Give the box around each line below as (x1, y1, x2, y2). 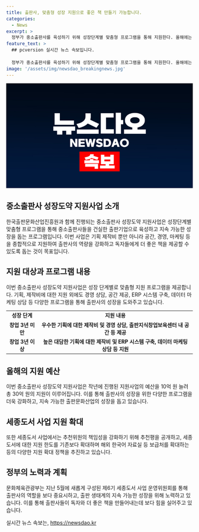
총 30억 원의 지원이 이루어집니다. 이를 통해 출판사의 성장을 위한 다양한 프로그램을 (6, 390, 192, 398)
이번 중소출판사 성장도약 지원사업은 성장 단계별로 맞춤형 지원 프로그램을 (6, 283, 171, 290)
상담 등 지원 (101, 345, 129, 352)
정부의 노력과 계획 (6, 467, 68, 477)
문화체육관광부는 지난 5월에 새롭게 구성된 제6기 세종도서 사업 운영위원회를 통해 (6, 484, 188, 491)
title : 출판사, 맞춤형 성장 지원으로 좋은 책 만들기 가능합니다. (6, 9, 142, 15)
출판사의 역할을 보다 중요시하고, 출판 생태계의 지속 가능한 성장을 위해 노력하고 (6, 492, 185, 499)
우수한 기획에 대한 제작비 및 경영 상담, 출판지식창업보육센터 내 (41, 321, 184, 328)
